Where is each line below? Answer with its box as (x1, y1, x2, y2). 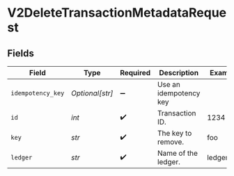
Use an (157, 80, 181, 89)
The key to (157, 129, 192, 138)
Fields (7, 47, 35, 59)
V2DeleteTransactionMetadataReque (7, 5, 227, 21)
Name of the (157, 148, 198, 158)
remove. (157, 137, 185, 147)
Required (119, 68, 151, 77)
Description (159, 68, 199, 77)
